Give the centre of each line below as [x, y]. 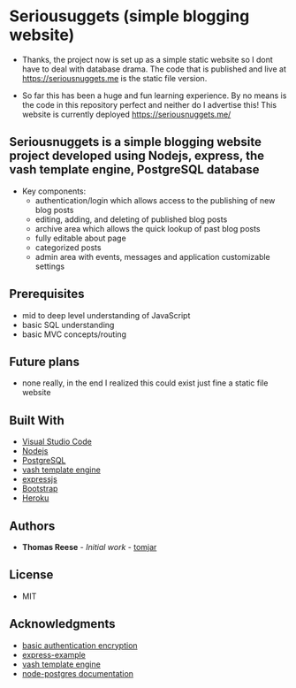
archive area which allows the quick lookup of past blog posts [148, 228]
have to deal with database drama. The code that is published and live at [154, 69]
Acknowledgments [63, 624]
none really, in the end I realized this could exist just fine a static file [145, 383]
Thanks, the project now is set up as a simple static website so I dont [148, 59]
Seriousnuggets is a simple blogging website [136, 142]
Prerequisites [47, 294]
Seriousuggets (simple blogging [129, 16]
